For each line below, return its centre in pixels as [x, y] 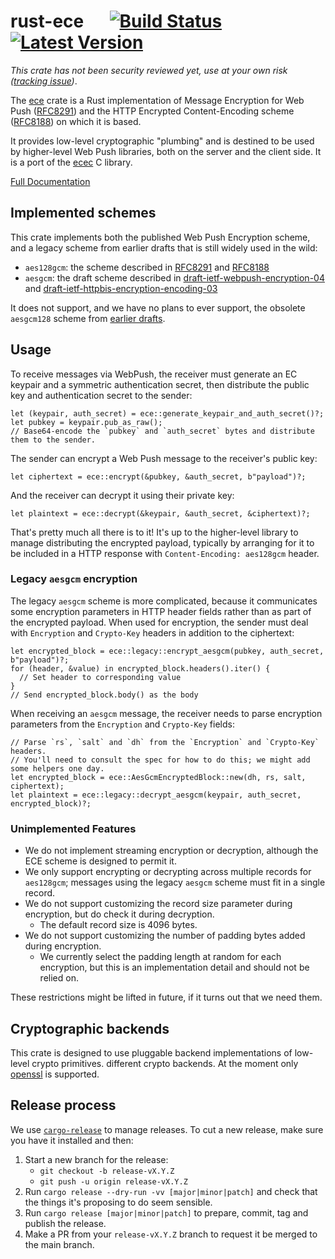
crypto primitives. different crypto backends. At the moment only [165, 1063]
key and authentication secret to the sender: [101, 395]
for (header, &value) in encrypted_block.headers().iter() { [140, 668]
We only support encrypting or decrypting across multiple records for [168, 872]
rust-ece [47, 21]
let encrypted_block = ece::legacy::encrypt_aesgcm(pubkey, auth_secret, [167, 651]
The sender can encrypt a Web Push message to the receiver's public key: [164, 458]
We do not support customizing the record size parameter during [158, 904]
